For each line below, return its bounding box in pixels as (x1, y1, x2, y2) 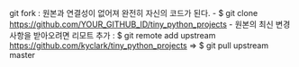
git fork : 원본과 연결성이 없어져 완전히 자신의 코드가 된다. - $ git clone (9, 8, 258, 18)
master (9, 50, 36, 60)
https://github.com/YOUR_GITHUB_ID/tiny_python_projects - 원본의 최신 (9, 19, 274, 29)
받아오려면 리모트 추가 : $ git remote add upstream (32, 30, 216, 40)
